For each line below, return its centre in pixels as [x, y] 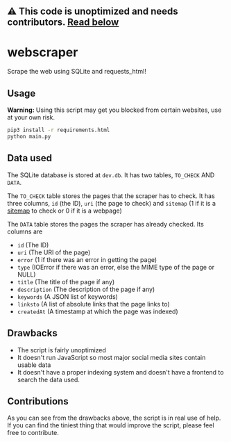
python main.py [29, 137]
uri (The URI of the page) [54, 252]
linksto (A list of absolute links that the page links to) [93, 304]
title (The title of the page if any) [66, 281]
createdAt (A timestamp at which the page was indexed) [97, 311]
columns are [25, 231]
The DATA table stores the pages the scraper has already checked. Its [106, 224]
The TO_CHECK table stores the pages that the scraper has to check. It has [111, 196]
